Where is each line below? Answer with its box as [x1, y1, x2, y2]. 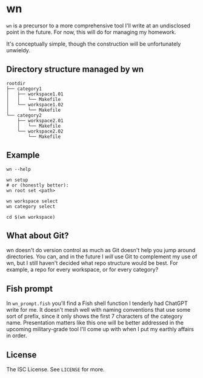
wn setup [6, 177, 28, 183]
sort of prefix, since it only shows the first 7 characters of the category [6, 312, 183, 320]
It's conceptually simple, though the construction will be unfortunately [6, 40, 181, 47]
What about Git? [6, 230, 69, 241]
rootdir [6, 80, 26, 86]
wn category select [6, 203, 56, 210]
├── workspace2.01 [17, 117, 64, 123]
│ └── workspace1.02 [6, 101, 64, 108]
